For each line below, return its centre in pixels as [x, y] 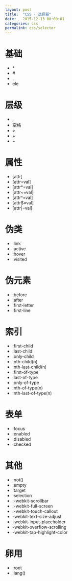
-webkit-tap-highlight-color [40, 532]
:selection [22, 495]
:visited [20, 259]
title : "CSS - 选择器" [28, 14]
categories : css [22, 23]
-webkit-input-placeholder [39, 522]
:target [19, 490]
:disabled [21, 439]
